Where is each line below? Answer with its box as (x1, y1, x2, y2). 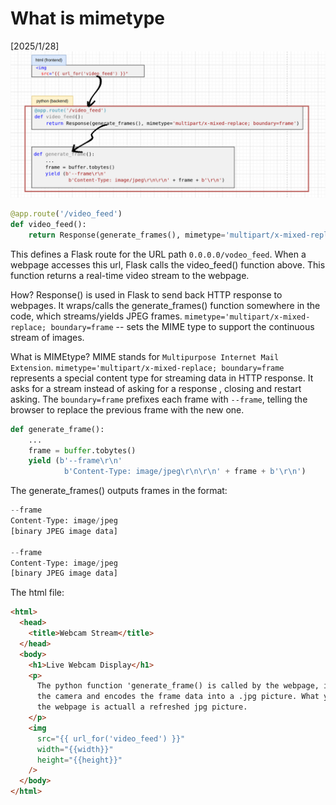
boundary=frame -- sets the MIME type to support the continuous (50, 320, 315, 332)
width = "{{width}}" (36, 744, 114, 754)
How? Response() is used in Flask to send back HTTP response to (10, 288, 283, 301)
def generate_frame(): (10, 424, 105, 434)
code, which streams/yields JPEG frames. (10, 310, 183, 322)
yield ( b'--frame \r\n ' (28, 456, 123, 466)
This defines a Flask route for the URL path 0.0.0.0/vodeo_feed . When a (10, 248, 307, 260)
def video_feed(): (10, 220, 87, 230)
